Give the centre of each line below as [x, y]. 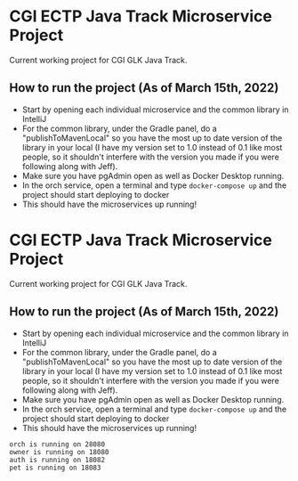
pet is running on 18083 [55, 468]
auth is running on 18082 [57, 460]
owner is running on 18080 [59, 452]
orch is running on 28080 [57, 444]
